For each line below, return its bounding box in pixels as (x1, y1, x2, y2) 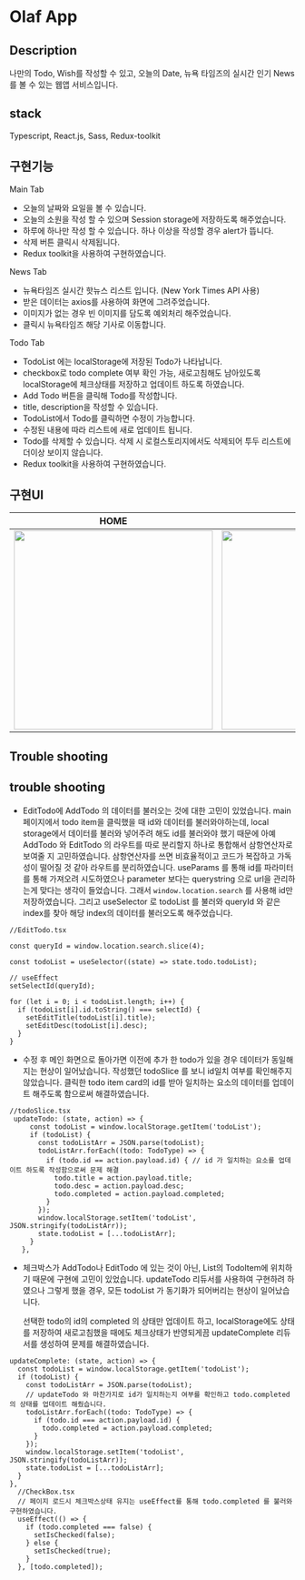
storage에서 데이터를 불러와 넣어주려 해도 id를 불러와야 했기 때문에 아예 (22, 828, 277, 839)
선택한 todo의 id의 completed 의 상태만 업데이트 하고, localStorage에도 (22, 1315, 279, 1326)
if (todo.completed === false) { (25, 1522, 152, 1532)
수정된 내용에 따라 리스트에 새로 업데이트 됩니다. (22, 424, 192, 435)
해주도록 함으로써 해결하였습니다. (32, 1088, 150, 1099)
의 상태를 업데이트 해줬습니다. (9, 1399, 107, 1409)
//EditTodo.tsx (9, 925, 67, 934)
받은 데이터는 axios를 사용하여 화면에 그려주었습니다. (22, 296, 211, 307)
